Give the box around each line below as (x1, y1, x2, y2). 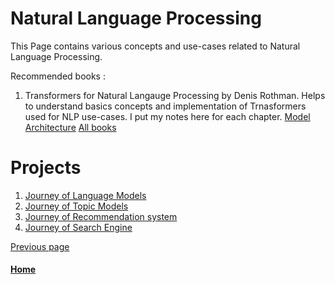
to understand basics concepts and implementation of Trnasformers (24, 100, 307, 112)
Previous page (10, 240, 70, 252)
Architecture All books (24, 121, 117, 133)
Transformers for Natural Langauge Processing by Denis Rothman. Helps (24, 89, 326, 101)
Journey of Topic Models (24, 200, 129, 212)
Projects (10, 157, 82, 179)
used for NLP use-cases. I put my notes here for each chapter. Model (24, 110, 311, 122)
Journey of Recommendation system (24, 210, 178, 222)
